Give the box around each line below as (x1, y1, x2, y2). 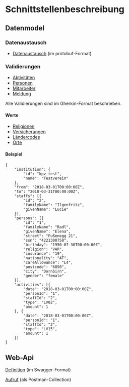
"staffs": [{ (14, 193, 42, 199)
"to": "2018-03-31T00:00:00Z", (14, 189, 80, 194)
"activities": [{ (14, 282, 51, 287)
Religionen (12, 123, 35, 130)
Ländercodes (12, 134, 40, 140)
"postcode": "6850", (23, 264, 67, 269)
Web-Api (5, 353, 34, 362)
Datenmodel (5, 24, 44, 32)
